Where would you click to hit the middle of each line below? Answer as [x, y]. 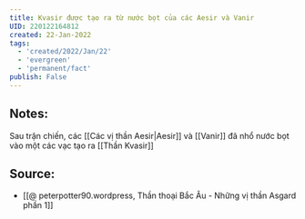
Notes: [29, 114]
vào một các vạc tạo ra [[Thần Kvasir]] [81, 145]
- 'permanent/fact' [55, 69]
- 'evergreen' [44, 60]
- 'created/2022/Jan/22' [65, 52]
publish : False [38, 77]
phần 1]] [38, 205]
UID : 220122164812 [44, 26]
